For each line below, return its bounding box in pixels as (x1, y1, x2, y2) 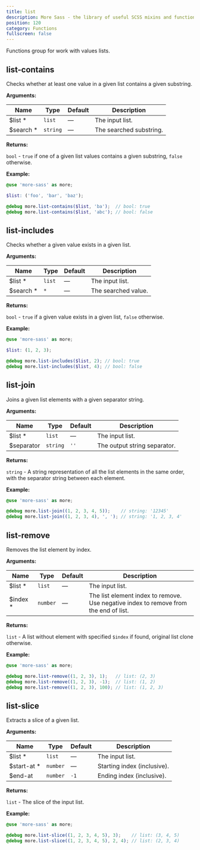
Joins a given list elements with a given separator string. (6, 396, 145, 403)
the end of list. (89, 606, 129, 614)
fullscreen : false (6, 31, 52, 37)
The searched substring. (95, 126, 164, 134)
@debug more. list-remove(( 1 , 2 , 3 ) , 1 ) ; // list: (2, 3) (6, 673, 156, 679)
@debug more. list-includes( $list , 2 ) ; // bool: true (6, 358, 140, 364)
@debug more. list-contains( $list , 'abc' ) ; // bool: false (6, 209, 153, 215)
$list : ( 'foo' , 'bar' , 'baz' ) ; (6, 192, 84, 198)
